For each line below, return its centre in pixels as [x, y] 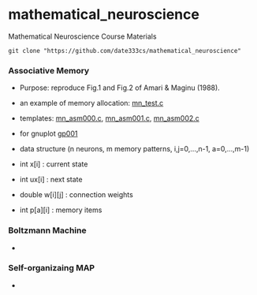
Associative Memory [49, 70]
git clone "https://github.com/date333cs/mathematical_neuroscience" [125, 50]
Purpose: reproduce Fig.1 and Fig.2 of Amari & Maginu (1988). [120, 88]
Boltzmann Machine [47, 230]
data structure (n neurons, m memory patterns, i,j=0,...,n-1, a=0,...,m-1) [134, 149]
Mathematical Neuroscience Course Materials [82, 36]
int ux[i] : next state [51, 180]
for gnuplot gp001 [48, 134]
